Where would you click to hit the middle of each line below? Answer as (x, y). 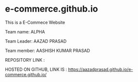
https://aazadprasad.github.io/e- (100, 69)
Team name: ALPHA (25, 32)
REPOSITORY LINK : (25, 60)
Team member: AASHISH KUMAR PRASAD (48, 50)
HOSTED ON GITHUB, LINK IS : (36, 69)
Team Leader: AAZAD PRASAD (36, 41)
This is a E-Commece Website (35, 22)
